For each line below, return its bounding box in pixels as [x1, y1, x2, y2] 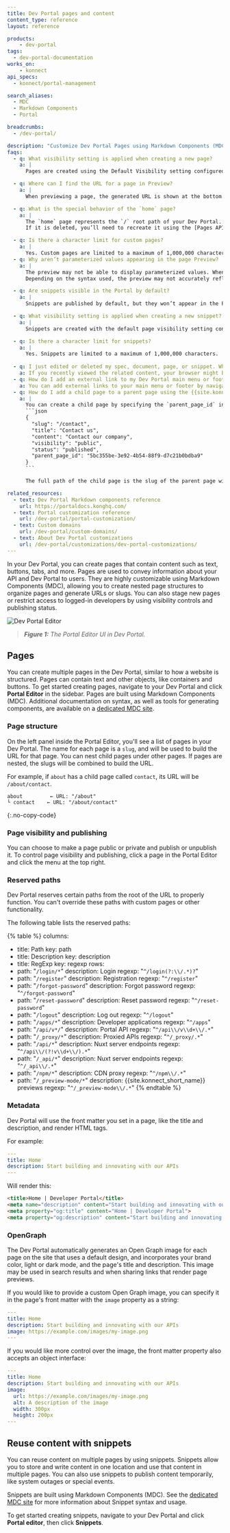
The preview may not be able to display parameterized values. [25, 269, 210, 276]
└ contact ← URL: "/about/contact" [7, 799, 118, 806]
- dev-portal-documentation [13, 54, 94, 62]
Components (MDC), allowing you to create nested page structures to [7, 581, 204, 590]
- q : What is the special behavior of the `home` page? [13, 205, 176, 213]
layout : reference [7, 23, 60, 29]
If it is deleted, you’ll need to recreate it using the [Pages [25, 224, 213, 232]
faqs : [7, 149, 23, 156]
